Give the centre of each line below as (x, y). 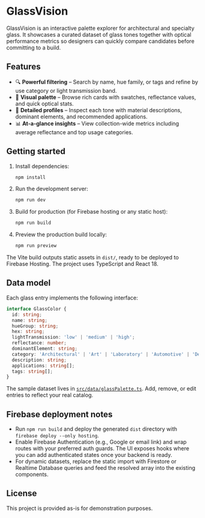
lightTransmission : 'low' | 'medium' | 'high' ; (74, 337)
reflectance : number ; (39, 343)
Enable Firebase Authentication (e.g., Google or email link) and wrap (101, 442)
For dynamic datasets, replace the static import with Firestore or (96, 461)
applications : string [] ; (43, 365)
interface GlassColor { (37, 309)
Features (23, 67)
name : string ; (30, 320)
